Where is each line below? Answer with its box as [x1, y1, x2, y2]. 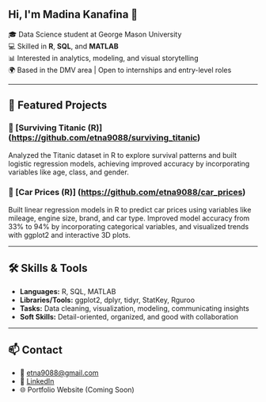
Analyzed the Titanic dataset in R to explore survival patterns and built [8, 150, 237, 159]
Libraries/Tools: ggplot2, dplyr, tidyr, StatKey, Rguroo [19, 295, 196, 304]
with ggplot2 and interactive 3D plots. [8, 230, 131, 239]
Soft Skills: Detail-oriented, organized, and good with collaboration [19, 312, 239, 321]
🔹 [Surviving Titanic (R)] [8, 122, 103, 133]
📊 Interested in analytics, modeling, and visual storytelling [8, 53, 199, 63]
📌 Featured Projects [8, 98, 108, 112]
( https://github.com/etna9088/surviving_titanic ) [8, 132, 200, 144]
